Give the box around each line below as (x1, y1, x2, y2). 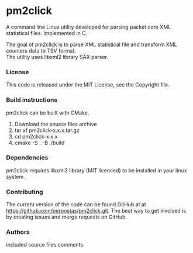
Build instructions (6, 96, 58, 104)
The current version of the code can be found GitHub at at (6, 201, 146, 208)
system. (6, 173, 25, 180)
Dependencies (6, 154, 49, 162)
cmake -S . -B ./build (14, 139, 65, 146)
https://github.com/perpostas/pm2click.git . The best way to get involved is (6, 207, 186, 214)
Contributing (6, 188, 43, 196)
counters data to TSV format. (6, 47, 76, 54)
